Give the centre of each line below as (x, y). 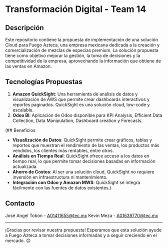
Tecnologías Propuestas (44, 82)
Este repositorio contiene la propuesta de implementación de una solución (82, 39)
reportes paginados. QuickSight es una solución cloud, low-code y (81, 104)
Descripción (24, 28)
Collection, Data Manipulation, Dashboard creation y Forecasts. (77, 120)
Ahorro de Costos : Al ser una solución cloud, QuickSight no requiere (83, 171)
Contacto (20, 203)
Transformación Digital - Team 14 (76, 9)
